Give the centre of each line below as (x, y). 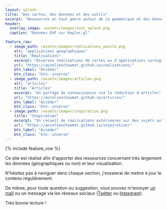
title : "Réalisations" (38, 56)
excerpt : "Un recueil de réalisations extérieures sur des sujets (84, 120)
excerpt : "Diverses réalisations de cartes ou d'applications (80, 60)
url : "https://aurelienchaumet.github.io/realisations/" (74, 65)
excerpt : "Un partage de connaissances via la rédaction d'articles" (88, 93)
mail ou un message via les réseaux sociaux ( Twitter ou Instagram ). (74, 193)
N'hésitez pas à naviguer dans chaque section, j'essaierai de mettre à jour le (83, 173)
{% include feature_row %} (33, 149)
